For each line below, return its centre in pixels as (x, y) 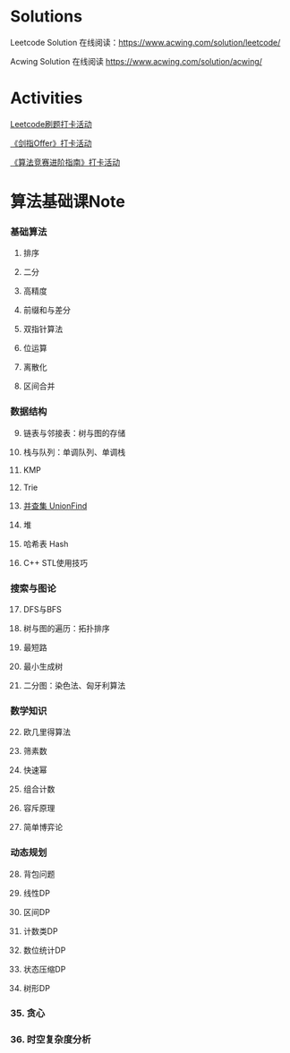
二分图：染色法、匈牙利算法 (74, 685)
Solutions (47, 17)
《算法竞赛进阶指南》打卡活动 (65, 162)
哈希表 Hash (46, 544)
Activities (47, 98)
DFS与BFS (42, 609)
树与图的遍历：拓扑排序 (66, 628)
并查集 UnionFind (55, 505)
